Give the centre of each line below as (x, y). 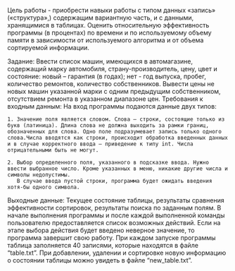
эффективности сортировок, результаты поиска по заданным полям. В (114, 208)
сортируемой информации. (49, 48)
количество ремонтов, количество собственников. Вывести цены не (111, 84)
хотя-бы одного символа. (44, 187)
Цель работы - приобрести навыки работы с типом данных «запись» (112, 10)
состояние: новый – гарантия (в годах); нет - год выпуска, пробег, (107, 76)
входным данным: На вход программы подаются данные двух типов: (112, 106)
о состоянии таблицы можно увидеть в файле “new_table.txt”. (100, 260)
